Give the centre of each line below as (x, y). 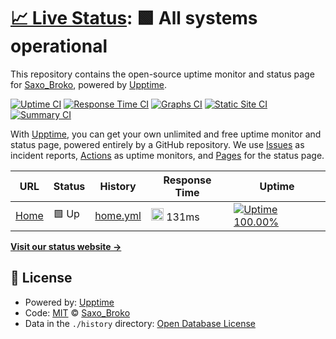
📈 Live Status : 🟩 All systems (134, 18)
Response (187, 180)
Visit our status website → (66, 246)
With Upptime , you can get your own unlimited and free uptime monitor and (166, 134)
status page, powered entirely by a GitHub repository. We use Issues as (157, 144)
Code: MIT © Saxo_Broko (77, 312)
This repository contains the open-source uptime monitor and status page (162, 74)
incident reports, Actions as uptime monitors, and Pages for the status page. (167, 155)
